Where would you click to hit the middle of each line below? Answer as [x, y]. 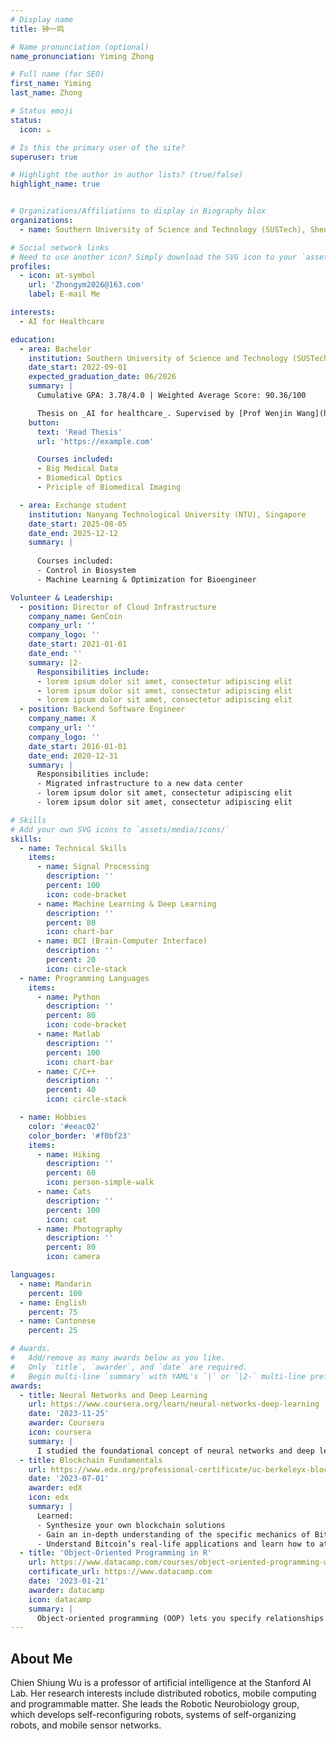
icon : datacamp [60, 1599]
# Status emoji [42, 111]
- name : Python [68, 997]
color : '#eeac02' [64, 1126]
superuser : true [44, 157]
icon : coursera [60, 1432]
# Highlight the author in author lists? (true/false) [127, 175]
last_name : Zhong [46, 93]
